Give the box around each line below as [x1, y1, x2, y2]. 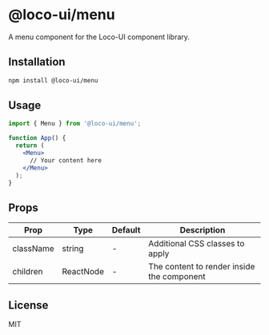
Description [179, 225, 226, 236]
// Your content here [29, 156, 102, 165]
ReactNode [62, 266, 104, 277]
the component [147, 271, 206, 282]
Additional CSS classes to [147, 238, 245, 249]
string [62, 243, 84, 254]
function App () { [8, 134, 66, 142]
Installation [8, 55, 66, 69]
